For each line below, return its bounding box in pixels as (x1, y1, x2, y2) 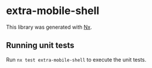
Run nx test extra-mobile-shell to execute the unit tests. (6, 56, 147, 63)
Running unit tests (6, 40, 75, 50)
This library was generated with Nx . (6, 23, 92, 30)
